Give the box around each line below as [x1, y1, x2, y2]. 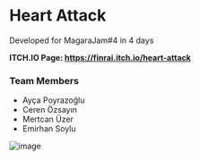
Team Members [9, 74, 79, 87]
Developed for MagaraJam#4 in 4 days [9, 35, 154, 46]
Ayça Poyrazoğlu [22, 95, 85, 105]
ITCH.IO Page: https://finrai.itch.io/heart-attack [9, 52, 191, 63]
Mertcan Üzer [22, 114, 74, 125]
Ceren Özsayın [22, 105, 78, 115]
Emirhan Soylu [22, 123, 76, 134]
